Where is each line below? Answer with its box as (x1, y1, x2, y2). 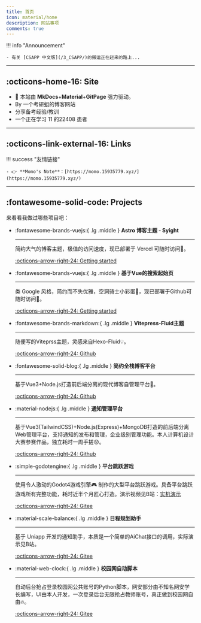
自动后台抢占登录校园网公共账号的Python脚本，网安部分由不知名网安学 (14, 583, 190, 590)
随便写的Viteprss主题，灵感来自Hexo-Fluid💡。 (14, 338, 130, 345)
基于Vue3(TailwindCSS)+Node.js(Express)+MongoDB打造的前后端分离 (14, 423, 190, 430)
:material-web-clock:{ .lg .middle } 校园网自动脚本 (14, 564, 138, 572)
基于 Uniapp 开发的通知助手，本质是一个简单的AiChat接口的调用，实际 (14, 533, 188, 540)
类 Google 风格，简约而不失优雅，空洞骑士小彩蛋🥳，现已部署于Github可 (14, 288, 192, 295)
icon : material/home (6, 14, 58, 20)
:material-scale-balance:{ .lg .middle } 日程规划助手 (14, 515, 142, 522)
